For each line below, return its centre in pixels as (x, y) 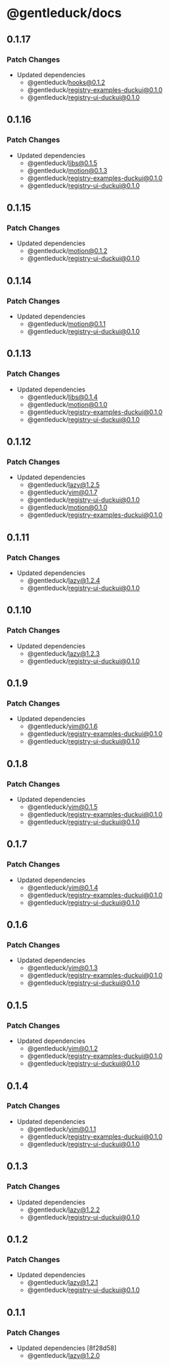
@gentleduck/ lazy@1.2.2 (63, 1210)
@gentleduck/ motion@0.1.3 (67, 170)
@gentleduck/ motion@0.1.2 (67, 251)
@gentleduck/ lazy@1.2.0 (63, 1355)
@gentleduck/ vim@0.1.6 (62, 726)
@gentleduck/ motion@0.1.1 (67, 323)
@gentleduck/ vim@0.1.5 (62, 807)
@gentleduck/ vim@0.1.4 (62, 887)
